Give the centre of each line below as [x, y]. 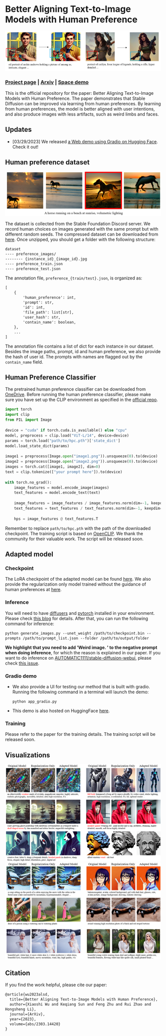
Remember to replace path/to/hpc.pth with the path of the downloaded [78, 528]
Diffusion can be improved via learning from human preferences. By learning [83, 103]
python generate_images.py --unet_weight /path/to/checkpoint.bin [75, 633]
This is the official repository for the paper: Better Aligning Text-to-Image [80, 93]
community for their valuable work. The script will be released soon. [74, 539]
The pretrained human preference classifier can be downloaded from [75, 389]
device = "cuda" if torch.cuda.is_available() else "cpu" [66, 430]
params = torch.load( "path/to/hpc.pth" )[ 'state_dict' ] [63, 440]
